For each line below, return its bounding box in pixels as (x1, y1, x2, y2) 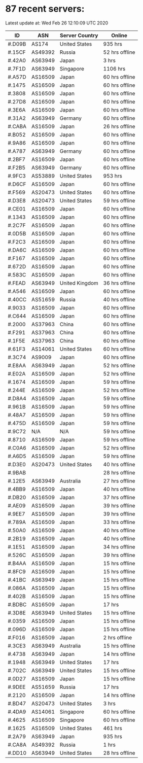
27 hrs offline (103, 477, 135, 484)
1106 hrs (103, 65, 126, 72)
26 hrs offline (103, 123, 135, 130)
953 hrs (103, 172, 123, 179)
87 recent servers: (5, 3, 85, 15)
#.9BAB (8, 469, 26, 476)
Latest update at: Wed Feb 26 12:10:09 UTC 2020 (5, 20, 109, 26)
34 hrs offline (103, 543, 135, 550)
